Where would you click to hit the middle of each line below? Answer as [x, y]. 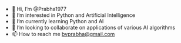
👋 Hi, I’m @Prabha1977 [39, 9]
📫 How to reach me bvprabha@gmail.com [63, 34]
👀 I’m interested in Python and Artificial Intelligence [73, 15]
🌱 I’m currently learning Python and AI [58, 21]
